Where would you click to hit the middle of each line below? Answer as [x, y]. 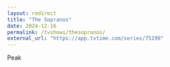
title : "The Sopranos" [39, 20]
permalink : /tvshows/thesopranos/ [57, 32]
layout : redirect [32, 13]
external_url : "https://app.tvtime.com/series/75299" [86, 39]
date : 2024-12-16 [32, 26]
